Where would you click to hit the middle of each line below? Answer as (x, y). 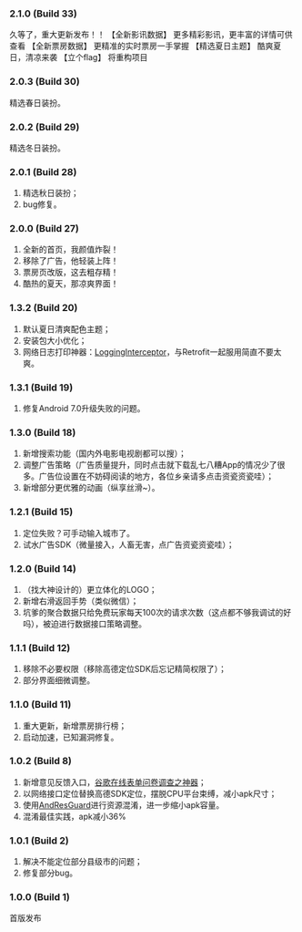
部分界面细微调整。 (59, 680)
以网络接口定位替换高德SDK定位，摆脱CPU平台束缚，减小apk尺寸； (150, 793)
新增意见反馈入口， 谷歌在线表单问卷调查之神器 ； (114, 782)
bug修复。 (42, 204)
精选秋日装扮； (50, 193)
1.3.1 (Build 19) (41, 388)
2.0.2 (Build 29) (45, 127)
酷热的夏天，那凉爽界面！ (70, 284)
